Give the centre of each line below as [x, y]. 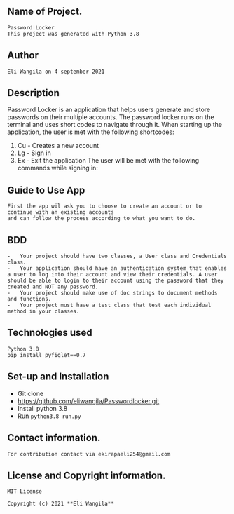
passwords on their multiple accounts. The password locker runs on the [111, 117]
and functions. [29, 299]
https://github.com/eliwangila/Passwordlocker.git [88, 401]
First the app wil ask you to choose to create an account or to [104, 206]
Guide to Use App [46, 190]
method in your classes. [43, 311]
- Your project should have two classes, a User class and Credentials [117, 256]
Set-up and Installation [58, 377]
